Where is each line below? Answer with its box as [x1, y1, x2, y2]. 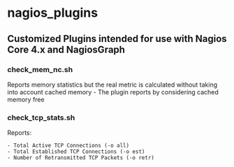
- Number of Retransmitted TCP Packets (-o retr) [7, 154, 155, 161]
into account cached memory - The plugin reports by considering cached [7, 87, 219, 96]
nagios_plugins [7, 5, 98, 21]
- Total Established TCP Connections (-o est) [7, 148, 145, 155]
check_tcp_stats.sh [7, 112, 75, 122]
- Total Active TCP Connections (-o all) [7, 142, 130, 150]
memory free [7, 95, 45, 103]
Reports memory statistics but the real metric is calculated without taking [7, 80, 218, 89]
